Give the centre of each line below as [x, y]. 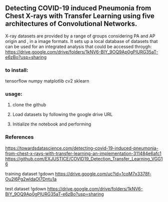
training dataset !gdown [29, 173]
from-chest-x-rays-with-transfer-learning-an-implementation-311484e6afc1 [83, 153]
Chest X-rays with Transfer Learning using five [80, 16]
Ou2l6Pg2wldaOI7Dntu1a [31, 179]
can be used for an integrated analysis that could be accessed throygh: [78, 46]
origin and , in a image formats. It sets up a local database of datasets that [81, 41]
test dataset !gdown [26, 188]
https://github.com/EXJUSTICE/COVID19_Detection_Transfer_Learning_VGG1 [84, 158]
